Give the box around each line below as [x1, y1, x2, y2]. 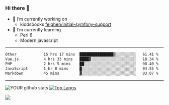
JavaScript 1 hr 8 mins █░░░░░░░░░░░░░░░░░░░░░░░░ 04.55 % [5, 66, 158, 71]
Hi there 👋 [5, 5, 30, 12]
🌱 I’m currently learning [12, 27, 61, 33]
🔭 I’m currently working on [12, 16, 67, 22]
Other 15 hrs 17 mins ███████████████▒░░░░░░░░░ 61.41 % [5, 52, 158, 57]
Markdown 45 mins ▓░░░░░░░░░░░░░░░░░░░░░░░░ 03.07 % [5, 71, 158, 76]
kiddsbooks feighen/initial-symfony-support [20, 21, 112, 27]
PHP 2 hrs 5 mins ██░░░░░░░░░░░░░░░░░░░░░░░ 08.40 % [5, 62, 158, 67]
